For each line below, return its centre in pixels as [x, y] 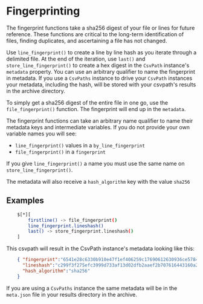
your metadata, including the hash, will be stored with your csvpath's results [101, 84]
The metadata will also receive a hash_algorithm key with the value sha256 [98, 181]
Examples [25, 201]
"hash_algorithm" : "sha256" [56, 271]
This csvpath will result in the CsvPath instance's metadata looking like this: [101, 248]
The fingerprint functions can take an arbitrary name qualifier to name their [100, 121]
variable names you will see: [41, 134]
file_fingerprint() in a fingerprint [60, 152]
